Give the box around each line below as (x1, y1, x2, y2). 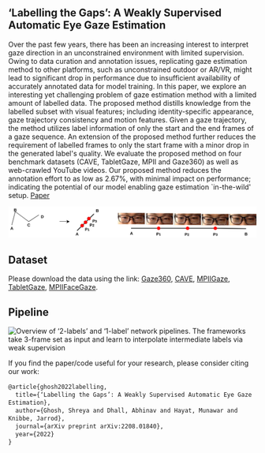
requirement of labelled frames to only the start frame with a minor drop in (8, 140, 250, 149)
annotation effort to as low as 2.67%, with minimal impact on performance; (8, 174, 251, 183)
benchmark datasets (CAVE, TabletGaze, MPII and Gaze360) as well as (8, 157, 239, 167)
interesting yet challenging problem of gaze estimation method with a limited (8, 90, 257, 99)
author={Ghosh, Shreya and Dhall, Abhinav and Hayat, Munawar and (15, 406, 238, 414)
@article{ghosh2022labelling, (8, 383, 108, 391)
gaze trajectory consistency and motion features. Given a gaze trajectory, (8, 114, 247, 125)
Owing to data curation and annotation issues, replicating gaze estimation (8, 56, 248, 66)
